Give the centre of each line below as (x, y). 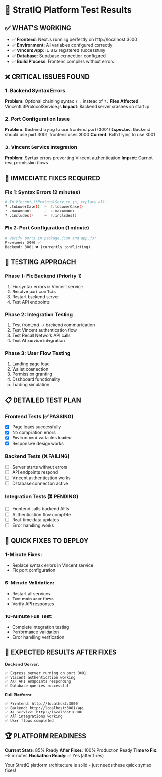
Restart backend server (35, 297)
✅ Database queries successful (37, 686)
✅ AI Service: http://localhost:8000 (44, 712)
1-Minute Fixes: (24, 555)
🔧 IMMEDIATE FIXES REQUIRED (53, 178)
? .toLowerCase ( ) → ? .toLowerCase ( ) (44, 206)
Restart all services (31, 593)
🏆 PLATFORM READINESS (46, 736)
